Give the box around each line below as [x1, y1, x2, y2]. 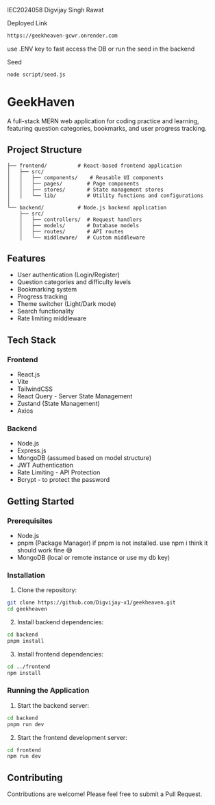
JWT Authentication [16, 461, 74, 470]
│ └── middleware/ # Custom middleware [19, 234, 146, 241]
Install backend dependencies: [16, 618, 104, 626]
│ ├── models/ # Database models [19, 222, 139, 229]
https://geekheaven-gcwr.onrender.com [7, 32, 118, 39]
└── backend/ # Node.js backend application [7, 204, 167, 211]
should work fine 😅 [16, 546, 73, 554]
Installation [7, 570, 46, 580]
